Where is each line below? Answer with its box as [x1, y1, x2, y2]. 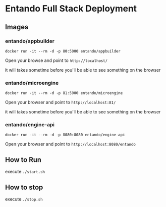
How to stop [5, 183, 43, 191]
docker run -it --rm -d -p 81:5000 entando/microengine [5, 91, 123, 96]
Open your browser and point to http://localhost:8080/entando [5, 141, 136, 147]
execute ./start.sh [5, 169, 45, 175]
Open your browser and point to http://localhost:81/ [5, 100, 116, 105]
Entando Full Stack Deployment [5, 3, 137, 14]
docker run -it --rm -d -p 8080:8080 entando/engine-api [5, 132, 125, 138]
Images [5, 23, 29, 31]
